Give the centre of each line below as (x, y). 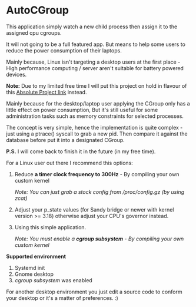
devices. (16, 74)
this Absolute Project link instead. (46, 92)
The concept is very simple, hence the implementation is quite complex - (94, 127)
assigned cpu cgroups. (34, 32)
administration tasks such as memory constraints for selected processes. (95, 116)
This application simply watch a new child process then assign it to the (92, 27)
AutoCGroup (38, 10)
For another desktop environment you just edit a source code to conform (94, 292)
